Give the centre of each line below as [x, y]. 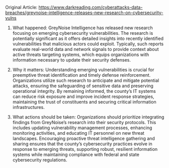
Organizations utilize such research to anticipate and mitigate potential [86, 80]
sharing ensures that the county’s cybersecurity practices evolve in [82, 144]
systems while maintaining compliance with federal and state [76, 154]
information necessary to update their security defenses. [72, 60]
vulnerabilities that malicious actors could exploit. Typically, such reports [88, 44]
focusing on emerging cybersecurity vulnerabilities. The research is [83, 33]
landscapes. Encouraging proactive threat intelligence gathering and [84, 138]
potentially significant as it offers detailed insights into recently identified [88, 38]
